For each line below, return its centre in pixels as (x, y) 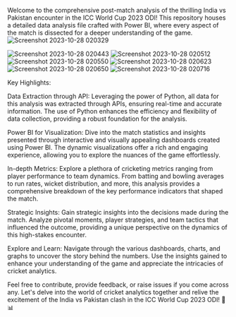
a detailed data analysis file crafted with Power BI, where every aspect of (113, 25)
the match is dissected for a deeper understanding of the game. (100, 32)
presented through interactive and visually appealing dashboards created (114, 140)
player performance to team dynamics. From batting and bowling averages (116, 176)
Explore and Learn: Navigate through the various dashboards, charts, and (114, 249)
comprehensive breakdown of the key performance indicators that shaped (115, 191)
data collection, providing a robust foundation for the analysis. (98, 119)
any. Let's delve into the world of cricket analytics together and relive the (113, 292)
